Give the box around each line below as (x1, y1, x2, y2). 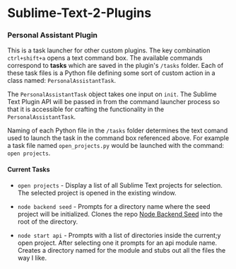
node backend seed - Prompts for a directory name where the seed (17, 202, 211, 210)
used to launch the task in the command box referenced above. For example (7, 134, 230, 142)
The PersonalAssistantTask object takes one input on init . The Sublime (7, 90, 217, 98)
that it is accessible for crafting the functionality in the (7, 105, 165, 114)
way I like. (17, 253, 47, 262)
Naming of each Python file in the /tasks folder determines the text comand (7, 126, 228, 135)
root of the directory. (17, 217, 78, 226)
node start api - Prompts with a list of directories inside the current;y (17, 231, 221, 239)
